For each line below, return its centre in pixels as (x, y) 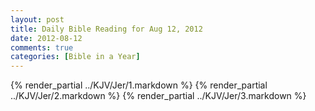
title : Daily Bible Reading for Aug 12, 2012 (106, 29)
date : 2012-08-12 (46, 38)
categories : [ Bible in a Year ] (75, 57)
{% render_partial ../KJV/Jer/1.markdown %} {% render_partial (139, 85)
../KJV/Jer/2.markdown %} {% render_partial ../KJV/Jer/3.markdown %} (158, 96)
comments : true (42, 47)
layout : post (37, 19)
